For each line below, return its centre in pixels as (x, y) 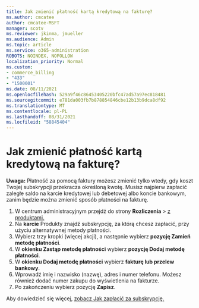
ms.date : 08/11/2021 (32, 89)
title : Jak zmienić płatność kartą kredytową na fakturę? (79, 12)
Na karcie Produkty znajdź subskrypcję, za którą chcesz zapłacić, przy (102, 224)
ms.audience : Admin (30, 39)
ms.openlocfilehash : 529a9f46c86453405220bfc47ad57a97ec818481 (86, 95)
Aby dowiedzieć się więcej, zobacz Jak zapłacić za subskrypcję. (85, 298)
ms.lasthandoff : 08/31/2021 (41, 117)
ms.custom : (20, 67)
